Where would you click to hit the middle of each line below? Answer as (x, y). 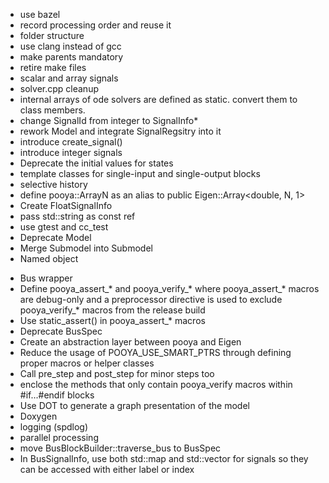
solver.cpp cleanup (59, 88)
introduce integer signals (71, 152)
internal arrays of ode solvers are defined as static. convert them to (158, 99)
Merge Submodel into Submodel (86, 248)
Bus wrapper (46, 278)
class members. (52, 110)
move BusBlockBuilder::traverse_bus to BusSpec (120, 448)
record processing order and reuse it (95, 25)
